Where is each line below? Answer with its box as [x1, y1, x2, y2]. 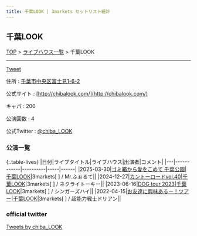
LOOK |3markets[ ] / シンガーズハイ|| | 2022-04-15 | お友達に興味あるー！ [6, 187, 179, 194]
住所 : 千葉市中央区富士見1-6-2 [6, 77, 80, 85]
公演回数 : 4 [6, 115, 35, 122]
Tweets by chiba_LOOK [6, 224, 63, 231]
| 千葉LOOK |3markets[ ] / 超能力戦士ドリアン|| [11, 195, 121, 202]
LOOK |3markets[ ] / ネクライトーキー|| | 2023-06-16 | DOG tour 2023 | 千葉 [11, 180, 187, 187]
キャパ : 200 [6, 103, 36, 110]
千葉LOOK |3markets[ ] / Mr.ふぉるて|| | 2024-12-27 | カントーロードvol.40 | [6, 173, 183, 180]
